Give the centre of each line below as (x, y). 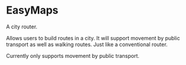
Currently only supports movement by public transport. (73, 56)
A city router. (22, 27)
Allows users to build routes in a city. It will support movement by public (93, 38)
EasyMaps (32, 10)
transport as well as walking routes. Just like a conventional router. (87, 44)
